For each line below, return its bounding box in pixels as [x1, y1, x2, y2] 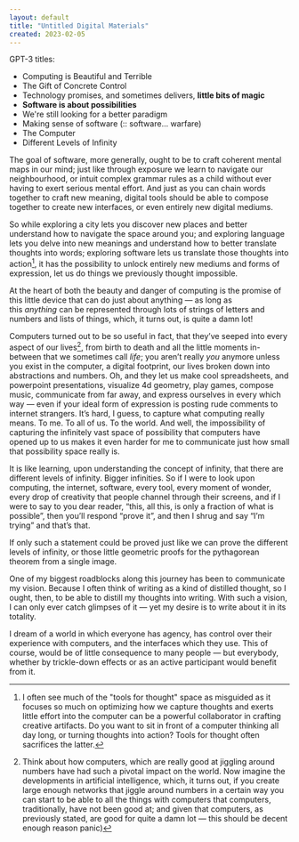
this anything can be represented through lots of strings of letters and [9, 304, 265, 315]
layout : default [9, 12, 69, 22]
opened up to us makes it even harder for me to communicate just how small [9, 436, 290, 447]
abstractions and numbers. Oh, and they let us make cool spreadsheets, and [9, 370, 289, 381]
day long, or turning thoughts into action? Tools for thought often [21, 729, 260, 740]
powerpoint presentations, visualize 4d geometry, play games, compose [9, 379, 274, 390]
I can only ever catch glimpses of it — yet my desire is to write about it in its [9, 602, 287, 612]
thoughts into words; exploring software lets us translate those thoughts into [9, 247, 289, 258]
